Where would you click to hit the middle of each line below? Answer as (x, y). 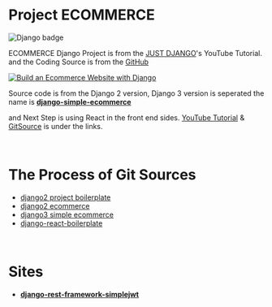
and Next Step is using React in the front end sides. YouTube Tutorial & (127, 117)
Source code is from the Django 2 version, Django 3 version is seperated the (136, 93)
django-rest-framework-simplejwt (80, 294)
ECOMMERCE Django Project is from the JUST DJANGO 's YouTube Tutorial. (135, 53)
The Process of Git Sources (102, 175)
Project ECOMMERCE (82, 15)
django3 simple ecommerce (67, 214)
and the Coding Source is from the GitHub (78, 62)
